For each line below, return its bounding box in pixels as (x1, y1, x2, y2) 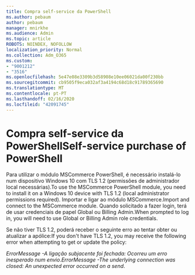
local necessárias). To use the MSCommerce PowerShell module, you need (6, 183, 186, 191)
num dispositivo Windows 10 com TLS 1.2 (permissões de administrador (6, 177, 180, 185)
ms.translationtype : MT (6, 85, 64, 91)
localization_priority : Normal (6, 47, 83, 53)
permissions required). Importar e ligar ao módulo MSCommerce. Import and (6, 196, 190, 203)
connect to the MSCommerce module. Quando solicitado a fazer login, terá (6, 202, 187, 209)
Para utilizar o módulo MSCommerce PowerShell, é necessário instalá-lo (6, 171, 181, 178)
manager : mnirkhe (6, 25, 49, 31)
